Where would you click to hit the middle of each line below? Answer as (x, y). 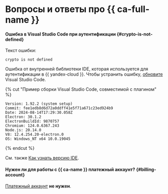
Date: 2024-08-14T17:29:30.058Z (39, 113)
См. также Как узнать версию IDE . (42, 158)
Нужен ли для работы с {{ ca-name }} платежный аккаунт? (70, 169)
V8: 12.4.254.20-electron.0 (35, 135)
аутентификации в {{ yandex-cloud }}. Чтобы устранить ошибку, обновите (84, 74)
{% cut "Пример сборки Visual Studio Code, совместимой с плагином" (81, 89)
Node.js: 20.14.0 (23, 130)
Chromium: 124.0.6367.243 (32, 126)
